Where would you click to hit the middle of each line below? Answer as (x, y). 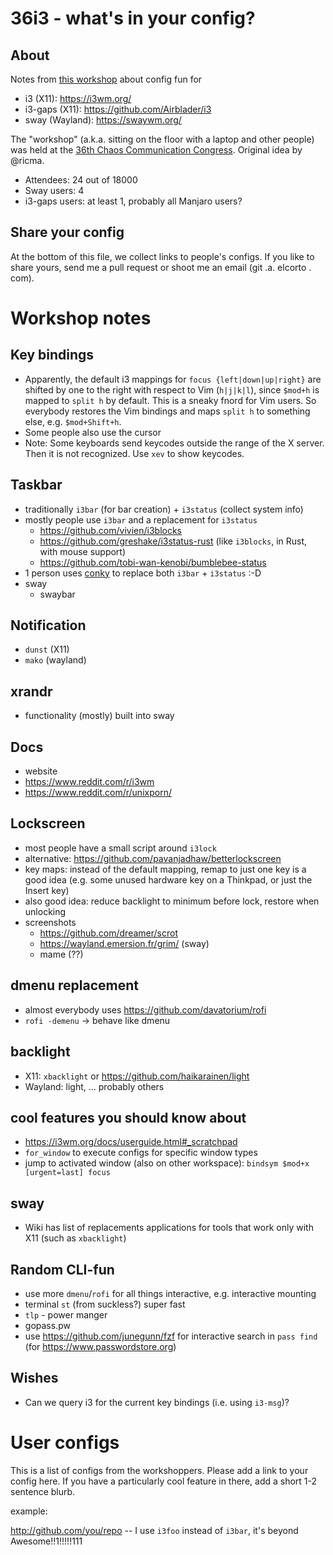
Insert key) (47, 890)
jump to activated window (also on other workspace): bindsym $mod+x (167, 1163)
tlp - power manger (66, 1314)
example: (29, 1511)
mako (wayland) (55, 660)
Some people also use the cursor (93, 432)
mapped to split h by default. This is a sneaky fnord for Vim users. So (170, 400)
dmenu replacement (75, 985)
